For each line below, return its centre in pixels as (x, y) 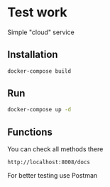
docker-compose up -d (39, 110)
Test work (37, 12)
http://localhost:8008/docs (49, 162)
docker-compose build (39, 71)
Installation (33, 55)
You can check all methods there (55, 149)
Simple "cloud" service (41, 32)
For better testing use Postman (53, 176)
